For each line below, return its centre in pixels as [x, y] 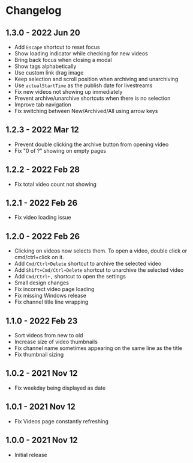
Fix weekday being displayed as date [60, 388]
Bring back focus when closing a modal [63, 60]
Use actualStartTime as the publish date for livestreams [83, 85]
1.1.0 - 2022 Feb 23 [42, 321]
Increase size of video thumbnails [56, 342]
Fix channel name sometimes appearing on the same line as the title [98, 348]
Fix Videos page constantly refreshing [61, 421]
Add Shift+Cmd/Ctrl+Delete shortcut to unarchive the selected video [99, 270]
